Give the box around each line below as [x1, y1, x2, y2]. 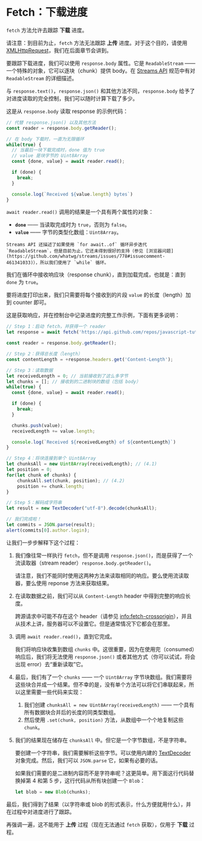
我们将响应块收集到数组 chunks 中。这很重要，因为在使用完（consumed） [14, 645, 195, 652]
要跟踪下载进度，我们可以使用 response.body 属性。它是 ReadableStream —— [6, 59, 196, 67]
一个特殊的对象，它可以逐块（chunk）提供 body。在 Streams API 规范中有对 [6, 67, 195, 74]
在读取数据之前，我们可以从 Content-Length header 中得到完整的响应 [14, 592, 186, 600]
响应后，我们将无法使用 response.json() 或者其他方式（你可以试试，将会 [14, 653, 196, 660]
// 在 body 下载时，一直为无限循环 [6, 136, 85, 142]
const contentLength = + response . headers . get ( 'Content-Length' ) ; [6, 356, 173, 362]
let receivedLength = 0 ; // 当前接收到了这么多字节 [6, 373, 129, 379]
